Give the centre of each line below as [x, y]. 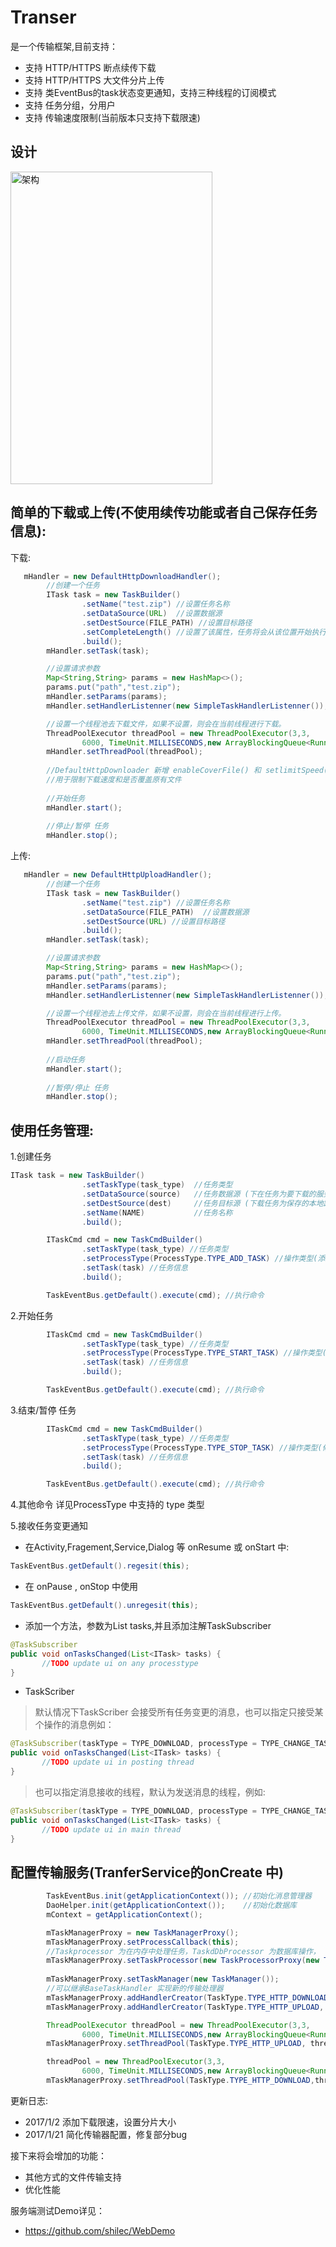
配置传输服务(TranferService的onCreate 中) [147, 1872]
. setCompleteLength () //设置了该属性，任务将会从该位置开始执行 [204, 632]
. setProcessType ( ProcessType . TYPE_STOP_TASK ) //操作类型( [202, 1447]
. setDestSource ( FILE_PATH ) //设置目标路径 [167, 622]
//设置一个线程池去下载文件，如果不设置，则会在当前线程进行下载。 [166, 724]
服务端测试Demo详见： [57, 2210]
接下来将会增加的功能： [58, 2155]
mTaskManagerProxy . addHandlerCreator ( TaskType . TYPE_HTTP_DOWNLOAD [187, 1997]
